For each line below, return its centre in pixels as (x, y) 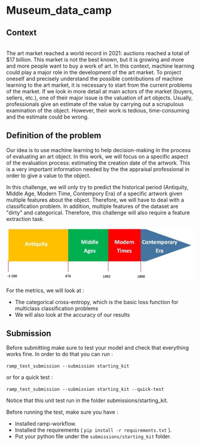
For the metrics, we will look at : (45, 290)
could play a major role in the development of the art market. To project (94, 72)
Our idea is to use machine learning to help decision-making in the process (99, 150)
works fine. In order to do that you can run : (60, 354)
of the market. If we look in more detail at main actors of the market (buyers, (100, 91)
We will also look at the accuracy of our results (72, 314)
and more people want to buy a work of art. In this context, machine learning (100, 66)
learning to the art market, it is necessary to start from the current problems (99, 85)
